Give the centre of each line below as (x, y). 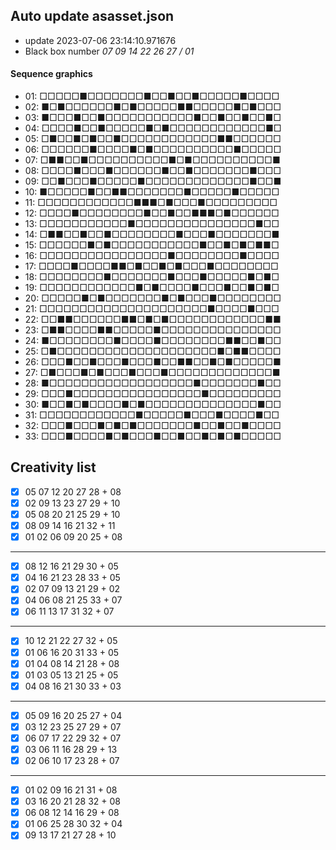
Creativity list (53, 467)
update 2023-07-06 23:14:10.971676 (100, 40)
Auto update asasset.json (92, 16)
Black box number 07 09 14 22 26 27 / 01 (109, 51)
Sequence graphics (51, 74)
